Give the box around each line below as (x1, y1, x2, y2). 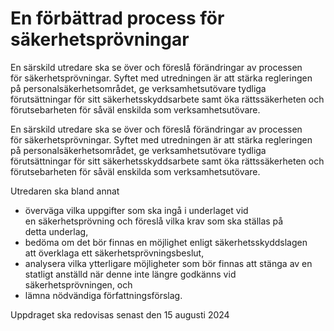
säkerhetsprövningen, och (24, 278, 133, 291)
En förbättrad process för (10, 7, 225, 30)
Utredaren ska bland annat (10, 185, 120, 197)
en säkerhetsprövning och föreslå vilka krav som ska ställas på (24, 215, 284, 227)
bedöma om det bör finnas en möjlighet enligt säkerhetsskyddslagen (24, 236, 308, 248)
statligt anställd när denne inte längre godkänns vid (24, 268, 237, 280)
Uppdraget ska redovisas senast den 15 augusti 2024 (10, 308, 230, 321)
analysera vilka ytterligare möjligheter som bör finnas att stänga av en (24, 257, 313, 269)
